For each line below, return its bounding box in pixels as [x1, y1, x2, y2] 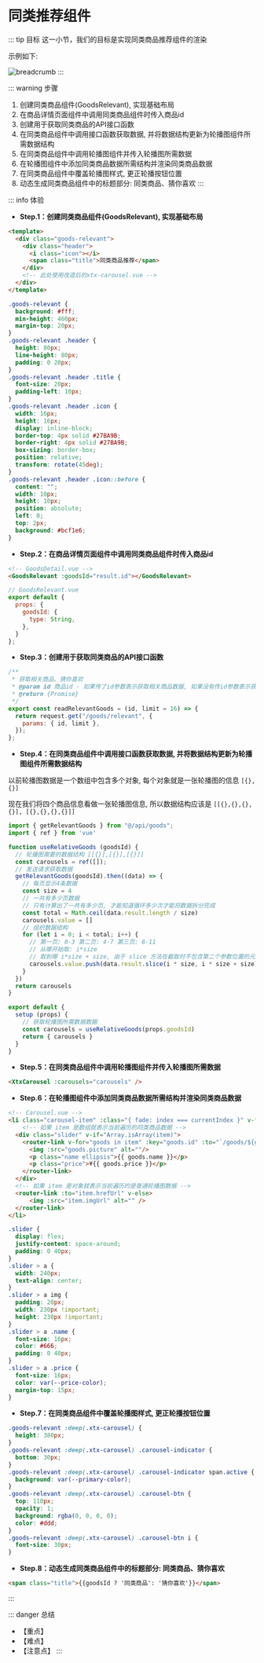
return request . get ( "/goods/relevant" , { [15, 712, 153, 720]
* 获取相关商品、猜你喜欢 [11, 676, 84, 683]
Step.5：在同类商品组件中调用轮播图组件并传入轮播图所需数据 [19, 1062, 222, 1072]
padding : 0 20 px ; [15, 358, 72, 366]
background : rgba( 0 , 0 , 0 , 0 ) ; [15, 1511, 118, 1520]
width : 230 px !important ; [15, 1306, 101, 1314]
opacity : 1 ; [15, 1505, 55, 1513]
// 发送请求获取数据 [15, 865, 73, 873]
